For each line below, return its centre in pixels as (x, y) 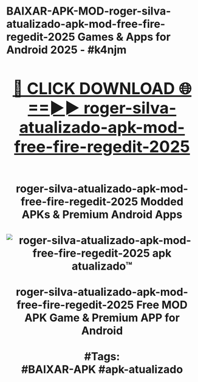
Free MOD (162, 305)
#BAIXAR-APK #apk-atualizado (102, 369)
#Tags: (102, 356)
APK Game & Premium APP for (102, 318)
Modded (162, 201)
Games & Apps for (124, 37)
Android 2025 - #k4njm (67, 50)
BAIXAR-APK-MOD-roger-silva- (89, 11)
